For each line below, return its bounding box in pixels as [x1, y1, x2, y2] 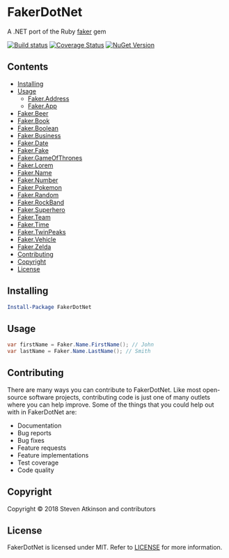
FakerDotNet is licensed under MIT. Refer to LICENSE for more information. [7, 543, 223, 552]
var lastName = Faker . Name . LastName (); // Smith [7, 348, 151, 355]
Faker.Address [27, 94, 70, 103]
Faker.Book [17, 116, 50, 125]
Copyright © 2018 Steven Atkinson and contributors [7, 504, 156, 513]
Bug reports [17, 428, 52, 437]
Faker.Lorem [17, 161, 54, 169]
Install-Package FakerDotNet [7, 303, 92, 310]
